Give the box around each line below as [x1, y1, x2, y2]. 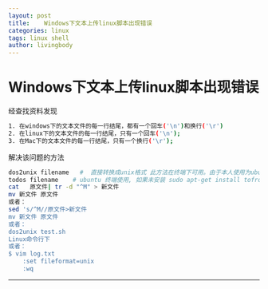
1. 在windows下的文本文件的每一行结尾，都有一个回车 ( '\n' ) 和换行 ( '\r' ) [8, 122, 224, 130]
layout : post [8, 11, 52, 20]
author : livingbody [8, 42, 73, 49]
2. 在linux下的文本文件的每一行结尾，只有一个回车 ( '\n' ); [8, 129, 181, 137]
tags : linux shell [8, 34, 69, 42]
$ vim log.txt [8, 250, 56, 258]
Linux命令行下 [8, 235, 50, 243]
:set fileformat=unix [22, 257, 94, 266]
